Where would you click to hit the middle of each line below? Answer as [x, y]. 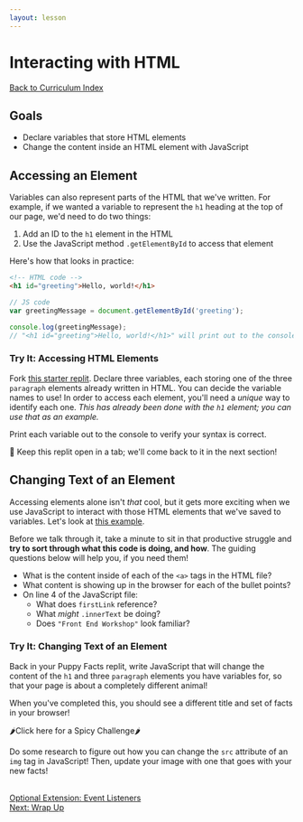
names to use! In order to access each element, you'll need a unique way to [150, 397]
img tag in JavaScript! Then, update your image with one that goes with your [151, 761]
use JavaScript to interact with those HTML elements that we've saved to [145, 511]
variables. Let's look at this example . [77, 521]
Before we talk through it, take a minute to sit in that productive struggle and [151, 538]
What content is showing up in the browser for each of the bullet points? [156, 584]
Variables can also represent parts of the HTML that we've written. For [140, 197]
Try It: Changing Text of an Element [88, 647]
